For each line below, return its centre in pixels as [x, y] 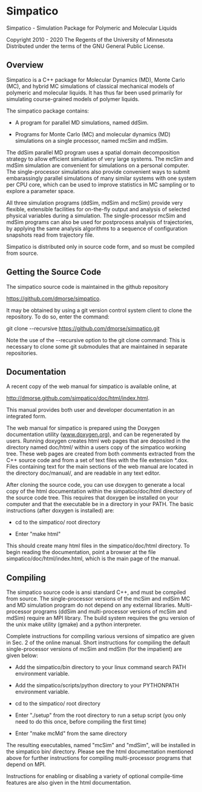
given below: [22, 656]
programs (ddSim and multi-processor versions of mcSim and [110, 612]
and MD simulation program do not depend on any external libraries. [91, 605]
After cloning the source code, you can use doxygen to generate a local [96, 485]
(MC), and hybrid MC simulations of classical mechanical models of [90, 86]
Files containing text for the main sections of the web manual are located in [100, 467]
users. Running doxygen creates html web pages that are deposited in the [98, 441]
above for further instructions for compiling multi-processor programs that [99, 758]
